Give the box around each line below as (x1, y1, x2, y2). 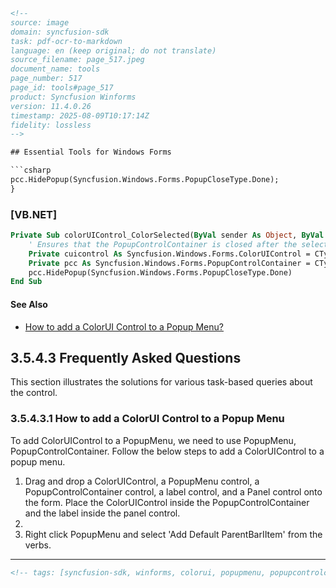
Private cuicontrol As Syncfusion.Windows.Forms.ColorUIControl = (28, 249, 311, 259)
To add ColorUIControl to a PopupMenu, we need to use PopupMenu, (10, 434, 297, 446)
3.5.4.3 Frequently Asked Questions (10, 349, 242, 366)
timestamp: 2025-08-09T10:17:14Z (10, 110, 150, 121)
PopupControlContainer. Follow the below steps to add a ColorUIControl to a (10, 445, 325, 457)
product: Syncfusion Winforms (10, 92, 137, 102)
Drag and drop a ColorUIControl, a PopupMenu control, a (24, 475, 260, 487)
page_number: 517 (10, 74, 83, 84)
